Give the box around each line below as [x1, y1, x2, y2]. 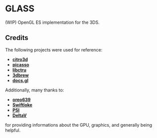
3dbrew [12, 72, 29, 78]
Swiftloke [12, 102, 33, 108]
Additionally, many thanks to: [5, 87, 64, 93]
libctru [12, 67, 26, 73]
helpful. [5, 127, 21, 133]
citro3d [12, 56, 28, 62]
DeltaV [12, 112, 27, 118]
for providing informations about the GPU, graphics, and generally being [5, 122, 153, 128]
